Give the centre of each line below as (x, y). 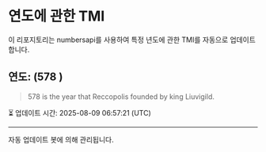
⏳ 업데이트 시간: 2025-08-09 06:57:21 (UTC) (80, 112)
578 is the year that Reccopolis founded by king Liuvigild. (121, 97)
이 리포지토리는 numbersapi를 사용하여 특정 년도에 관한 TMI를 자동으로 (118, 40)
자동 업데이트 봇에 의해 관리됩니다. (61, 139)
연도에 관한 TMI (57, 16)
